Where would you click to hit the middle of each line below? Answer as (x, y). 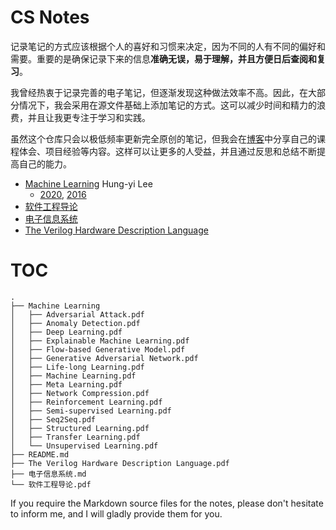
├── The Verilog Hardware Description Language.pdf (120, 463)
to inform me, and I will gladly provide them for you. (116, 513)
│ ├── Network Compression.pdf (80, 393)
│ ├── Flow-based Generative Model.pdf (98, 349)
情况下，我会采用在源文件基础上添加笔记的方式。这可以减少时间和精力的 (167, 105)
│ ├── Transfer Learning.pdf (75, 437)
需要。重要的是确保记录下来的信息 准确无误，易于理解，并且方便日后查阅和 (163, 58)
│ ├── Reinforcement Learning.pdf (86, 402)
